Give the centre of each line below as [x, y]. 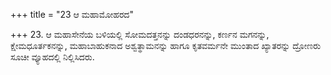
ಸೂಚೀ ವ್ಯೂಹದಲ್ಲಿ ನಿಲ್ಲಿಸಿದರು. [52, 57]
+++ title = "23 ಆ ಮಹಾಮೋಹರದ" [72, 14]
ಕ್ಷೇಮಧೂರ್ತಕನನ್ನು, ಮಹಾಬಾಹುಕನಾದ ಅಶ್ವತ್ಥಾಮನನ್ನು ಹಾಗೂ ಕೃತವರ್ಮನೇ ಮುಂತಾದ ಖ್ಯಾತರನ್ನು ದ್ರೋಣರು [166, 45]
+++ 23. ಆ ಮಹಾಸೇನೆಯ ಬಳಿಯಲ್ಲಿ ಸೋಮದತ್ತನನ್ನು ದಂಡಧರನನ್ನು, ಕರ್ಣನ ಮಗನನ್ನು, [140, 34]
